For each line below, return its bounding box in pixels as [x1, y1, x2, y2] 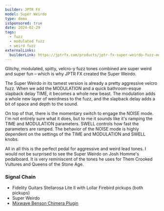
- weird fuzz [9, 43, 36, 48]
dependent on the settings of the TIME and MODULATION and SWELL [5, 131, 145, 137]
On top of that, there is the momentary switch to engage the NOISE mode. [5, 111, 154, 116]
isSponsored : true [5, 20, 42, 26]
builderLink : [9, 52, 36, 58]
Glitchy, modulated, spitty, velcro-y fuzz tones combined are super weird [5, 66, 152, 72]
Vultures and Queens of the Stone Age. [5, 161, 84, 167]
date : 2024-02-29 [5, 25, 41, 30]
